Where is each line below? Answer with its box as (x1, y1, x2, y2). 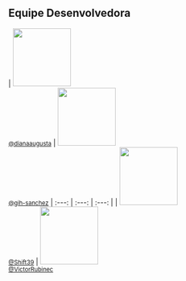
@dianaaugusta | (8, 138, 56, 147)
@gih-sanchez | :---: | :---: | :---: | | (8, 197, 118, 207)
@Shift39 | (8, 257, 39, 267)
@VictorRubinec (8, 265, 54, 273)
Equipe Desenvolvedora (8, 6, 131, 20)
